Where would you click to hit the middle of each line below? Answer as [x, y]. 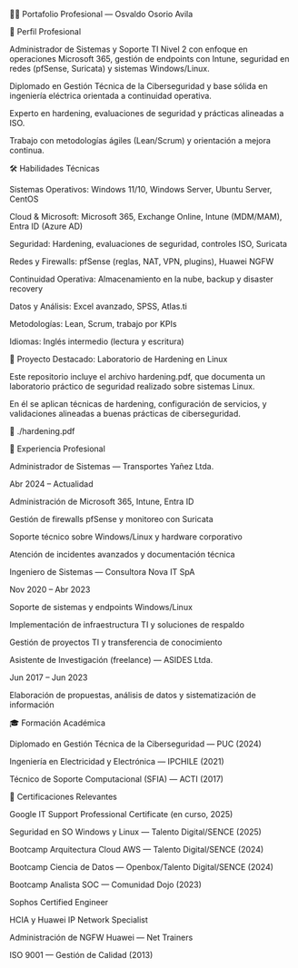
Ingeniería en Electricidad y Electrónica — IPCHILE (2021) [117, 761]
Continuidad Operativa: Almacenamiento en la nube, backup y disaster [142, 279]
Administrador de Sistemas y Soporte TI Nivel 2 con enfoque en [129, 49]
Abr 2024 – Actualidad [51, 484]
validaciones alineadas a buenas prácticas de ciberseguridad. [125, 414]
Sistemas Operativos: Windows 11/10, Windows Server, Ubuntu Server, [141, 189]
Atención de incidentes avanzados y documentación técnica [122, 554]
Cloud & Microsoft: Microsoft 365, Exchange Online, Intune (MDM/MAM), [146, 217]
